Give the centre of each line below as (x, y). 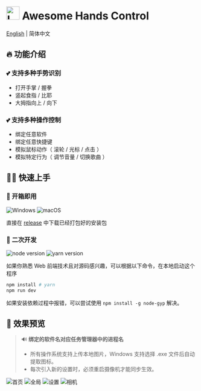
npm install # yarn (31, 284)
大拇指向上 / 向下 (36, 102)
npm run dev (21, 291)
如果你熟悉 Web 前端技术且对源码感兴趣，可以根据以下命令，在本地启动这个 (101, 266)
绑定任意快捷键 (33, 142)
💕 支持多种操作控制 (34, 120)
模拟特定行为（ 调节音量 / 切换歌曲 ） (61, 157)
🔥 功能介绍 (26, 54)
